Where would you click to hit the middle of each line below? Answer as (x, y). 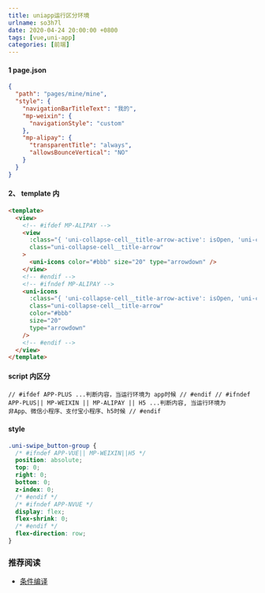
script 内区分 (29, 376)
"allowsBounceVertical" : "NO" (78, 153)
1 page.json (28, 70)
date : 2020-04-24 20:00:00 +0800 (63, 30)
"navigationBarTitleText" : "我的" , (80, 108)
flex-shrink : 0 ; (42, 519)
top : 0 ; (28, 468)
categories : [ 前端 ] (39, 45)
